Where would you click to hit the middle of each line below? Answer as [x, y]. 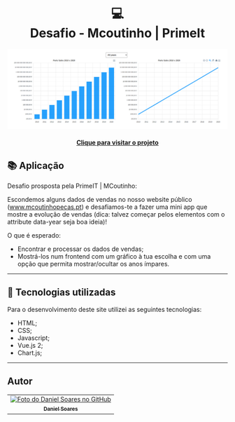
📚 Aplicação [36, 165]
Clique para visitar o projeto [117, 143]
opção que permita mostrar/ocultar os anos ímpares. [93, 264]
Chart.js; [30, 353]
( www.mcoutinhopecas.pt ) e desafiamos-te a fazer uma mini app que [107, 207]
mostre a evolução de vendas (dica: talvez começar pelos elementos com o [116, 214]
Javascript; [34, 338]
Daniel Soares [60, 409]
